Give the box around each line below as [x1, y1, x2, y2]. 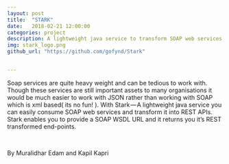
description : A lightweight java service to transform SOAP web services [7, 36, 223, 42]
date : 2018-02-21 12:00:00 [7, 23, 91, 29]
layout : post [7, 10, 45, 17]
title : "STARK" [7, 16, 53, 23]
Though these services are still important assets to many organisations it [7, 86, 213, 94]
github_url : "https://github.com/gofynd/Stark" [7, 49, 146, 55]
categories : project [7, 29, 67, 36]
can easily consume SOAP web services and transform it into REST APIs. [7, 107, 213, 116]
